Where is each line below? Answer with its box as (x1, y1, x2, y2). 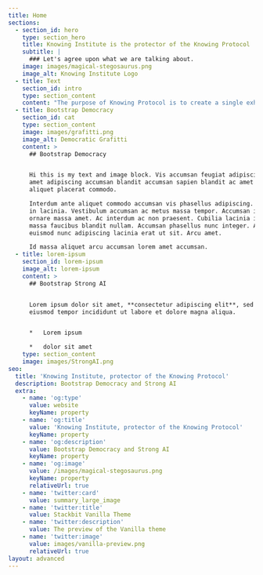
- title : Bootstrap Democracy (15, 107, 113, 115)
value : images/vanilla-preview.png (28, 540, 146, 548)
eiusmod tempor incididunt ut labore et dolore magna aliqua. (28, 308, 236, 316)
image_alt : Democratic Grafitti (22, 135, 128, 144)
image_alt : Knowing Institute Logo (22, 70, 139, 78)
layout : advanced (8, 555, 65, 562)
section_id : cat (22, 114, 76, 122)
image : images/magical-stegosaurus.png (22, 63, 153, 71)
